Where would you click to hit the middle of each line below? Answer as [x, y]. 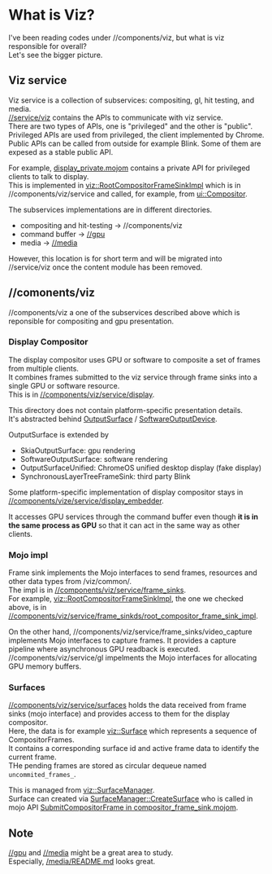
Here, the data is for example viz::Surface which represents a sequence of [133, 731]
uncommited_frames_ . [42, 775]
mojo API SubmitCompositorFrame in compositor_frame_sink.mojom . [123, 807]
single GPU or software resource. [64, 385]
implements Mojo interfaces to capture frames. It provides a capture [123, 640]
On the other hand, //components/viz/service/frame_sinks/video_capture [130, 632]
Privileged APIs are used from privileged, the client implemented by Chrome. [136, 134]
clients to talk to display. [49, 176]
